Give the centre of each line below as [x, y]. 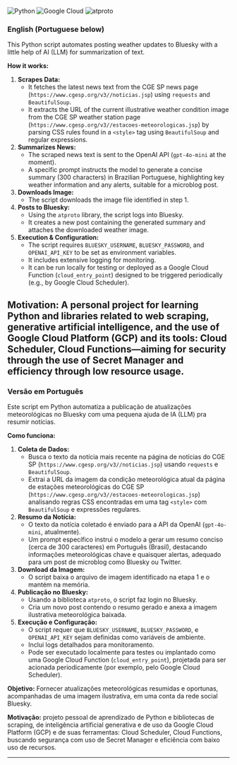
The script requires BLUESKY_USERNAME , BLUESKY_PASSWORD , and [116, 245]
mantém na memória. [59, 585]
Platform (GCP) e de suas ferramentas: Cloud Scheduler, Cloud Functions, [115, 732]
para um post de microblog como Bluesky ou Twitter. [105, 562]
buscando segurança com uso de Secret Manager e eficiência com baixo [114, 740]
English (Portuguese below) [56, 29]
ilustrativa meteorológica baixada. [77, 614]
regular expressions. [58, 140]
